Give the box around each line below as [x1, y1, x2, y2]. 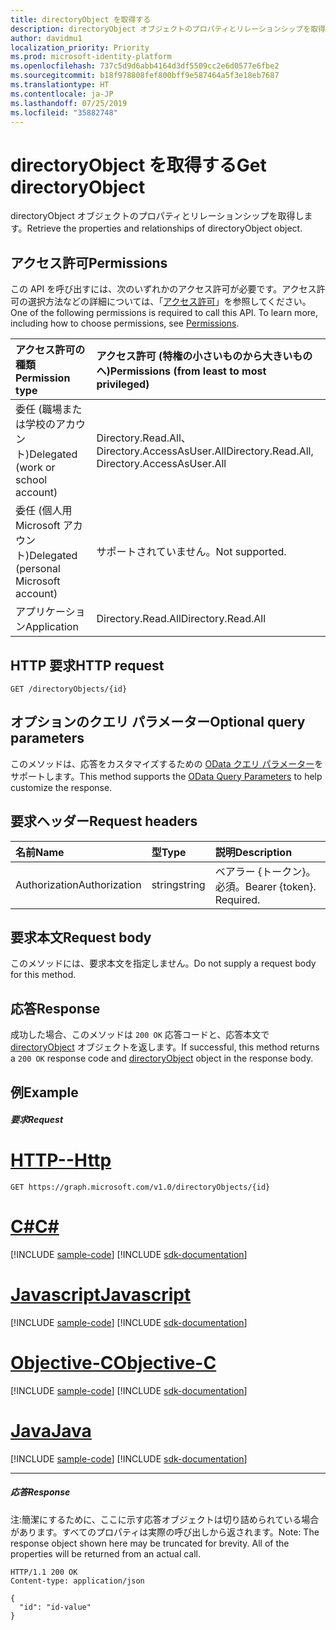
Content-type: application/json [10, 1576, 145, 1586]
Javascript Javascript [10, 1284, 192, 1306]
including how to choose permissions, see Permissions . [10, 317, 240, 330]
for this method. [10, 969, 77, 981]
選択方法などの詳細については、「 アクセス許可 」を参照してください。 [27, 296, 312, 308]
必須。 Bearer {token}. [214, 879, 317, 893]
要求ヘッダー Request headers [10, 813, 198, 830]
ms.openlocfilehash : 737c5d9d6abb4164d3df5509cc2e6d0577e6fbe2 [10, 61, 280, 71]
